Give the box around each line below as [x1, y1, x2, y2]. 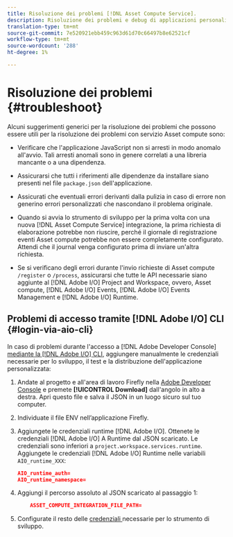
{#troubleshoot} [7, 100, 103, 115]
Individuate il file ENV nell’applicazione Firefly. [17, 414, 149, 422]
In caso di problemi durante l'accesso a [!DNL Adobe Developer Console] [7, 342, 217, 350]
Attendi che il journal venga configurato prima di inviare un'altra [17, 242, 200, 250]
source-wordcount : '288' [7, 42, 79, 49]
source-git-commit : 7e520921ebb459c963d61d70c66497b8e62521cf [7, 29, 191, 37]
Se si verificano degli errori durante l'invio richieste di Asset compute [17, 263, 215, 271]
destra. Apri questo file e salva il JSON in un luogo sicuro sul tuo [17, 393, 201, 401]
